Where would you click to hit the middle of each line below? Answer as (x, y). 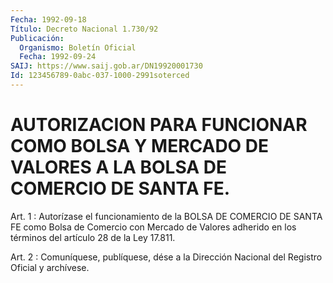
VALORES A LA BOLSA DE (119, 167)
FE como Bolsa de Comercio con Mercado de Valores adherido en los (153, 227)
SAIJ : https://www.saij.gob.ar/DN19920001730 (106, 66)
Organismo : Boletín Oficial (78, 47)
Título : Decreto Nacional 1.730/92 (84, 29)
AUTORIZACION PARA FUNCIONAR (159, 125)
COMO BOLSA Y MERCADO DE (140, 146)
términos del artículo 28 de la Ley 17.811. (93, 237)
